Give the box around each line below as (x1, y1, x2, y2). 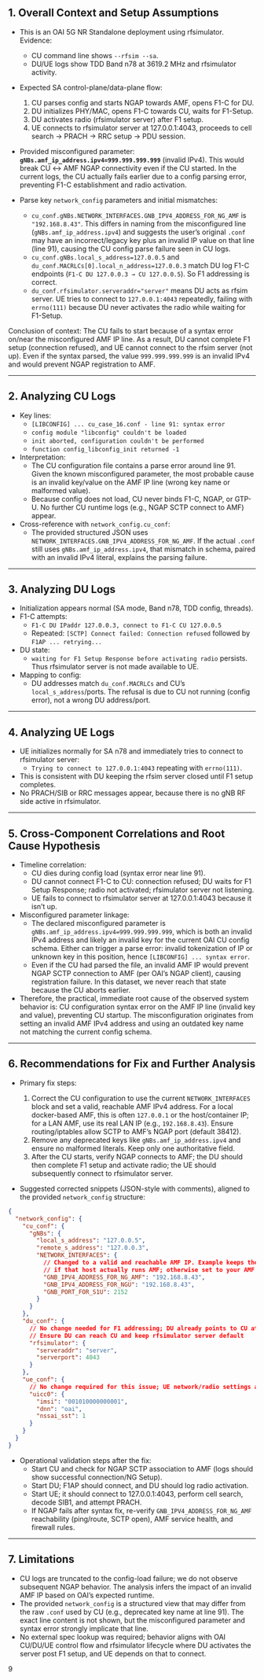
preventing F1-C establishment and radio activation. (19, 180, 187, 190)
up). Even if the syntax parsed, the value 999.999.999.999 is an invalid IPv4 (8, 351, 250, 360)
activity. (31, 67, 57, 77)
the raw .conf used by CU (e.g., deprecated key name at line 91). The (19, 1607, 244, 1616)
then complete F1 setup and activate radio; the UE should (31, 1160, 217, 1170)
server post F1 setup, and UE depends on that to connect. (19, 1649, 207, 1658)
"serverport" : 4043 (36, 1354, 101, 1361)
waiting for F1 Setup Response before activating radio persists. (31, 654, 247, 663)
